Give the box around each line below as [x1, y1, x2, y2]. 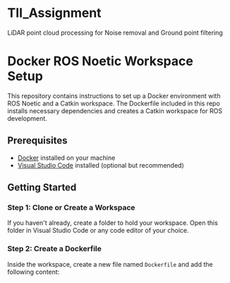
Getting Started [7, 182, 77, 194]
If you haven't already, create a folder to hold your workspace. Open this [7, 219, 219, 227]
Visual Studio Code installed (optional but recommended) [17, 161, 185, 169]
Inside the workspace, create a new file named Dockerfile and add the [7, 260, 213, 268]
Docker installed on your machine [17, 154, 116, 162]
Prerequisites [7, 134, 68, 146]
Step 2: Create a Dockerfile [7, 244, 102, 254]
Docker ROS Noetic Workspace [7, 53, 194, 69]
